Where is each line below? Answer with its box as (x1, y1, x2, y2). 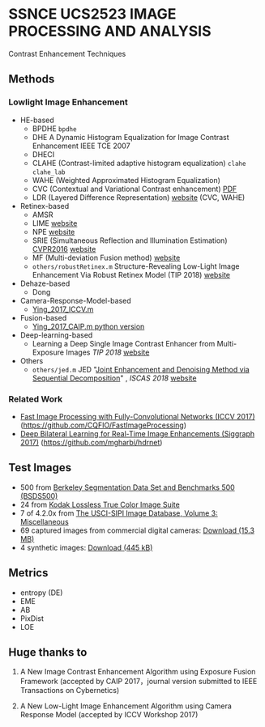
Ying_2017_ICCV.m (32, 304, 94, 314)
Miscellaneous (19, 517, 69, 526)
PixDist (19, 613, 45, 623)
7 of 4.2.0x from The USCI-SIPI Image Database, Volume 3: (19, 508, 219, 518)
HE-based (19, 115, 54, 125)
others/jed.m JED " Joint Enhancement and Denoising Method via (32, 364, 250, 374)
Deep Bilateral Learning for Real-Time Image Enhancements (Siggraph (19, 428, 255, 438)
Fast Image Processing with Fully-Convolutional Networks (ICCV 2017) (19, 411, 255, 421)
